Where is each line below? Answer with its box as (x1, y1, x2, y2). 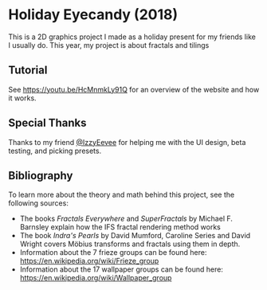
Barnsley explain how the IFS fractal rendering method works (19, 222, 221, 232)
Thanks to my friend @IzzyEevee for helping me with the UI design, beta (8, 137, 246, 147)
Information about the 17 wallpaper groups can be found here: (19, 265, 223, 274)
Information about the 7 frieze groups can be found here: (19, 248, 207, 257)
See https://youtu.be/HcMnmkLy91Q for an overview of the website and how (8, 84, 260, 94)
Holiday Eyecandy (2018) (8, 6, 179, 24)
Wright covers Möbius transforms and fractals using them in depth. (19, 239, 241, 249)
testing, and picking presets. (8, 146, 102, 155)
